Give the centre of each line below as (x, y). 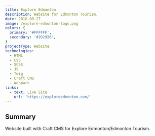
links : (12, 87)
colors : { (15, 28)
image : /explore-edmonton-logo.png (42, 23)
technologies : (20, 51)
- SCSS (16, 65)
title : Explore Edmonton (31, 10)
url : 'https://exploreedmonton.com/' (53, 97)
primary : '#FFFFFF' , (31, 33)
